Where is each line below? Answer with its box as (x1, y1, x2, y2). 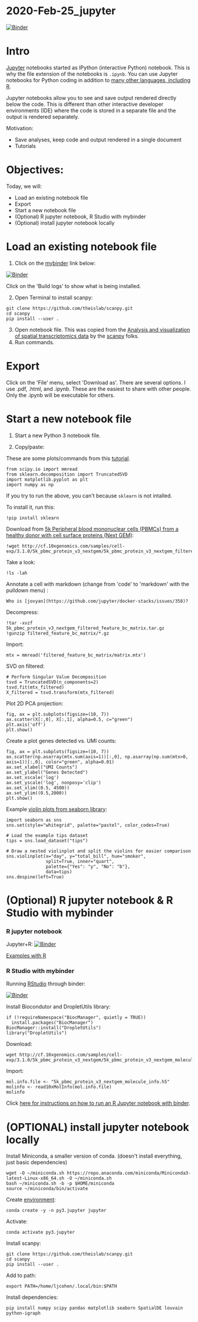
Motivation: (6, 124, 34, 131)
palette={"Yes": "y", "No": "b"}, (45, 864, 131, 870)
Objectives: (6, 163, 64, 177)
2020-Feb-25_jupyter (6, 4, 116, 18)
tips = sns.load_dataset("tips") (6, 838, 88, 843)
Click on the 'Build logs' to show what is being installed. (6, 282, 141, 289)
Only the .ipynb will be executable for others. (6, 392, 115, 399)
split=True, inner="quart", (45, 858, 115, 864)
